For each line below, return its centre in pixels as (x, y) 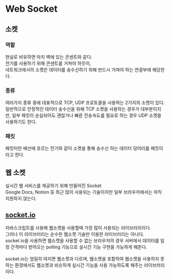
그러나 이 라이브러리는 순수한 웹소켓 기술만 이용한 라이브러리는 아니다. (75, 234)
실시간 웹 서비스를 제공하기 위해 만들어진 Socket (53, 186)
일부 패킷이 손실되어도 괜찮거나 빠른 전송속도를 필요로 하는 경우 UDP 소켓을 (87, 115)
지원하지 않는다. (21, 199)
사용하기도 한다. (21, 122)
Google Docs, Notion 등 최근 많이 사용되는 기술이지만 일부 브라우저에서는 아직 (84, 192)
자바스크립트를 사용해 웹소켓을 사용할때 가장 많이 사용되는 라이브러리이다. (78, 228)
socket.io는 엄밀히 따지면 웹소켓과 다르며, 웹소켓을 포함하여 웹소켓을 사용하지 (82, 259)
